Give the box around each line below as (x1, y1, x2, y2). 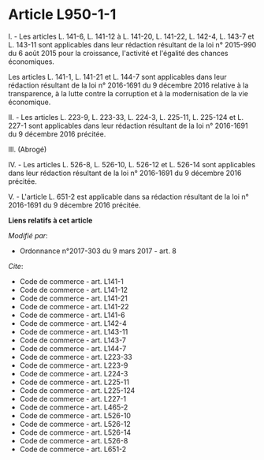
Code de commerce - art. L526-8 (19, 436, 128, 445)
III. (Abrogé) (8, 144, 47, 154)
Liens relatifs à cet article (8, 215, 93, 225)
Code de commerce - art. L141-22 (19, 301, 129, 311)
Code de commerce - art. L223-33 (19, 352, 132, 361)
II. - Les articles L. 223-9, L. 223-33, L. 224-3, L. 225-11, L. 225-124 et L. (8, 112, 244, 122)
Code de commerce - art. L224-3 (19, 368, 128, 378)
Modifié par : (8, 230, 49, 240)
